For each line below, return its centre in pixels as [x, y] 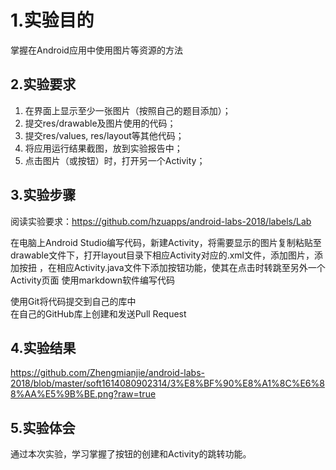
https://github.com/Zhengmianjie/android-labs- [108, 373]
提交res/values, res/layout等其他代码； [104, 135]
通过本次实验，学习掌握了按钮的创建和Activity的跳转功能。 [131, 454]
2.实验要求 [43, 84]
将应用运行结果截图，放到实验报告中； [103, 148]
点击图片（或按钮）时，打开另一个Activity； [115, 160]
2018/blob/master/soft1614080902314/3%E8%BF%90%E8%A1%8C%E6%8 [167, 383]
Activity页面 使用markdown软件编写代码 [92, 280]
